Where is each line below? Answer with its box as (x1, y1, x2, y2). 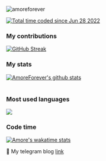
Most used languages (6, 95, 70, 103)
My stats (6, 60, 32, 68)
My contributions (6, 31, 57, 40)
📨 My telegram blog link (6, 148, 64, 155)
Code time (6, 122, 37, 131)
